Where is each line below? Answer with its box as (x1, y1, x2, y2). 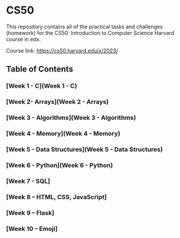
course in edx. (6, 35, 41, 43)
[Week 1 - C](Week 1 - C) (6, 82, 77, 90)
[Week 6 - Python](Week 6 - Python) (6, 161, 113, 169)
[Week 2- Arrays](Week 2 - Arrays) (6, 98, 109, 106)
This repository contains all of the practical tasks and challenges (6, 23, 163, 30)
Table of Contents (6, 64, 74, 74)
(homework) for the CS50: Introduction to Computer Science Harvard (6, 29, 175, 36)
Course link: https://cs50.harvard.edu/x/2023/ (6, 47, 118, 54)
